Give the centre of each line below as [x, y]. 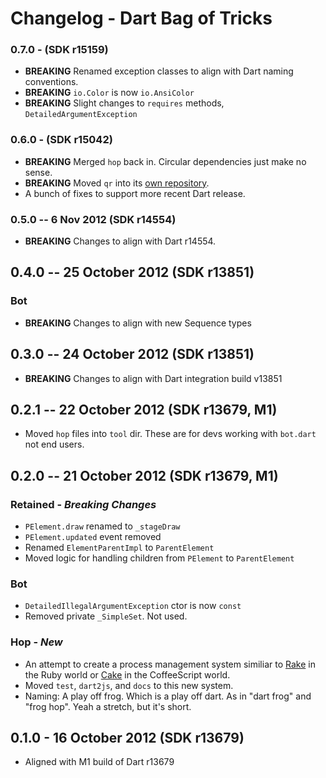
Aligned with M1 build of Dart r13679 [99, 762]
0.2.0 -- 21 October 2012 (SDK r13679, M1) [144, 475]
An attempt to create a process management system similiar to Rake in [170, 664]
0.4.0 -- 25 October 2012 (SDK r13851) [132, 272]
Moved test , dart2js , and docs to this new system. [129, 685]
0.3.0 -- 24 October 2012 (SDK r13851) [132, 354]
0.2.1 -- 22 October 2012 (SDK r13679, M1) [144, 409]
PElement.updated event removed [93, 537]
